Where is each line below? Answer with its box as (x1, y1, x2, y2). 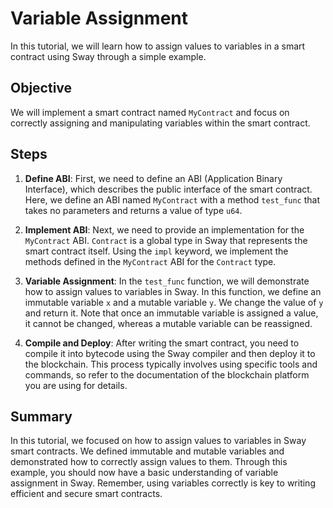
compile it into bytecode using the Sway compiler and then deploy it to (24, 347, 316, 359)
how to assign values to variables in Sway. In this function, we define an (24, 285, 322, 297)
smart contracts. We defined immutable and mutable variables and (10, 445, 285, 457)
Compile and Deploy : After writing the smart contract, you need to (24, 337, 300, 349)
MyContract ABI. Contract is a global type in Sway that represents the (24, 234, 308, 246)
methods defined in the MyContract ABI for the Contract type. (24, 255, 277, 267)
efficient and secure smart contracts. (10, 488, 163, 500)
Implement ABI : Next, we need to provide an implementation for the (24, 223, 305, 236)
